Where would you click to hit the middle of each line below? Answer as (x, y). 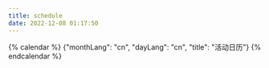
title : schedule (35, 16)
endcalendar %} (35, 56)
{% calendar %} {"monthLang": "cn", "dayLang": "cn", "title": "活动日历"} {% (135, 47)
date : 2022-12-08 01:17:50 (53, 23)
